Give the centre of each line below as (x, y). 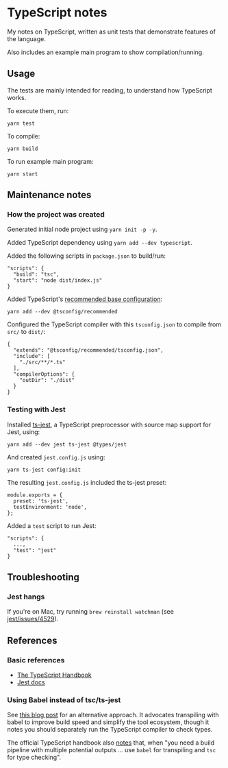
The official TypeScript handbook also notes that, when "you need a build (111, 743)
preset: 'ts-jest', (41, 501)
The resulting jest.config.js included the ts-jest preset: (87, 482)
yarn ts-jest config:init (44, 470)
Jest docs (31, 682)
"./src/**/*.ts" (43, 362)
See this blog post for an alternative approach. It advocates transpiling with (113, 715)
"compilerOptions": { (44, 374)
